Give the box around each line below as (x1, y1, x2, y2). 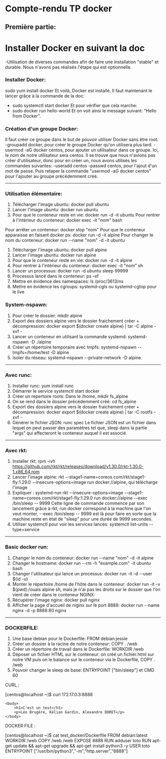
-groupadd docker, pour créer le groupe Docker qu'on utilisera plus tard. (5, 142, 153, 148)
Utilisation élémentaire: (5, 190, 63, 197)
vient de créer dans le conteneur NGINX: (12, 591, 95, 597)
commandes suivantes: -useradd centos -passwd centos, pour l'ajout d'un (5, 163, 157, 169)
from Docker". (12, 113, 41, 119)
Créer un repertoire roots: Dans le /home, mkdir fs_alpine (12, 394, 128, 399)
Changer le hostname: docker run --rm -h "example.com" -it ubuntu (12, 560, 151, 566)
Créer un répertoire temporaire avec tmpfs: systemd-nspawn (12, 344, 137, 350)
